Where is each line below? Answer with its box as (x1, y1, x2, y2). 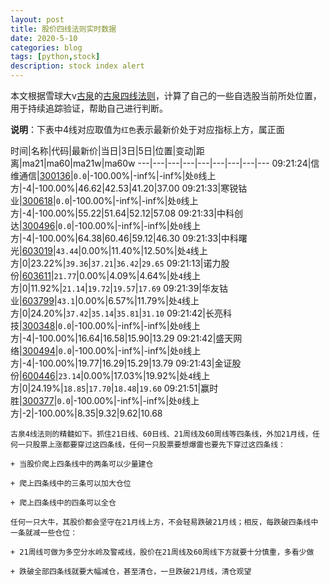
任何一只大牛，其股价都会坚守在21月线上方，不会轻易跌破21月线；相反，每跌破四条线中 (10, 517, 319, 527)
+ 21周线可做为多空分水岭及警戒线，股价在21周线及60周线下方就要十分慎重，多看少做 (10, 547, 315, 557)
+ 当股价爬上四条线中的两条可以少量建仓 (10, 459, 154, 469)
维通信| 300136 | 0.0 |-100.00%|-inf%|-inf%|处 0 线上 (10, 170, 217, 181)
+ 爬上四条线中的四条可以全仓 (10, 498, 117, 508)
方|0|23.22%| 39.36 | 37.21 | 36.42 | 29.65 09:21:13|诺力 (10, 257, 222, 269)
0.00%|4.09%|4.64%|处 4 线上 (78, 270, 201, 281)
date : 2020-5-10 (10, 33, 78, 43)
